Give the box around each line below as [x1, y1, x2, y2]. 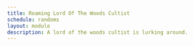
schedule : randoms [7, 16, 60, 23]
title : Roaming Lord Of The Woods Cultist [7, 9, 130, 17]
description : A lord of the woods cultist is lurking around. [7, 28, 188, 36]
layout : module [7, 22, 51, 29]
